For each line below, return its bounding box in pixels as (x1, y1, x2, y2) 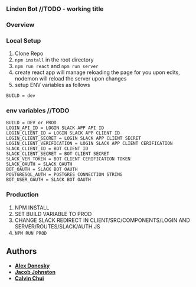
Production (6, 191, 39, 199)
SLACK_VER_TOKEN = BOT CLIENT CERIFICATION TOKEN (6, 156, 131, 162)
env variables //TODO (6, 107, 70, 115)
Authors (6, 246, 37, 256)
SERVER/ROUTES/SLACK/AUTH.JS (14, 222, 100, 230)
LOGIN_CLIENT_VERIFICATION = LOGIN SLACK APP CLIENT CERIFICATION (6, 141, 173, 147)
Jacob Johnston (14, 268, 56, 275)
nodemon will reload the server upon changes (14, 75, 127, 82)
